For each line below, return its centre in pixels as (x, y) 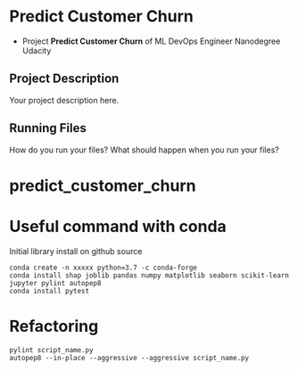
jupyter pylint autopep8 (55, 283)
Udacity (37, 50)
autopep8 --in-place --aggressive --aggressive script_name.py (129, 358)
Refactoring (54, 326)
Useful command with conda (118, 226)
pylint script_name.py (51, 350)
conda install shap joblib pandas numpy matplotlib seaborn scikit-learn (149, 275)
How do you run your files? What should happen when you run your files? (144, 150)
